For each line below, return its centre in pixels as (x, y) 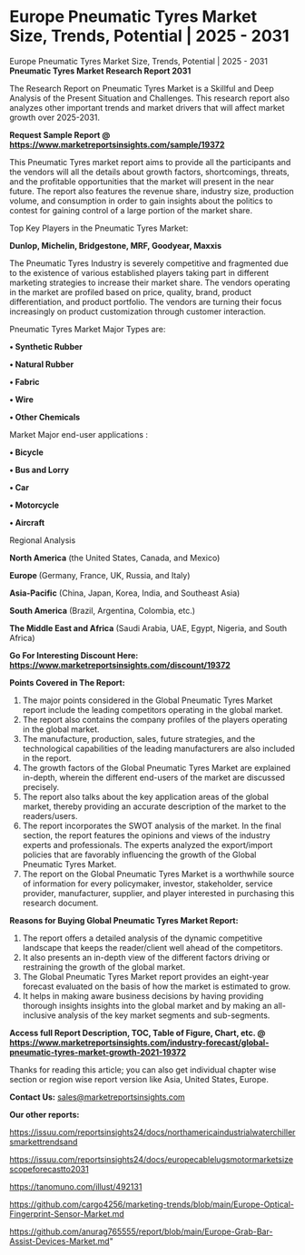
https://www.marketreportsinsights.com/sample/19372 (117, 144)
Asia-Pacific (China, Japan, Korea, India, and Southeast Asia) (125, 593)
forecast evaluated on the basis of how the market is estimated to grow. (156, 986)
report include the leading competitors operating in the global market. (152, 709)
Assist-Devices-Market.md (60, 1240)
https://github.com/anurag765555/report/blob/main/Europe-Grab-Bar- (141, 1231)
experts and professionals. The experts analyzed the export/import (148, 845)
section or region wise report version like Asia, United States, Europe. (139, 1079)
